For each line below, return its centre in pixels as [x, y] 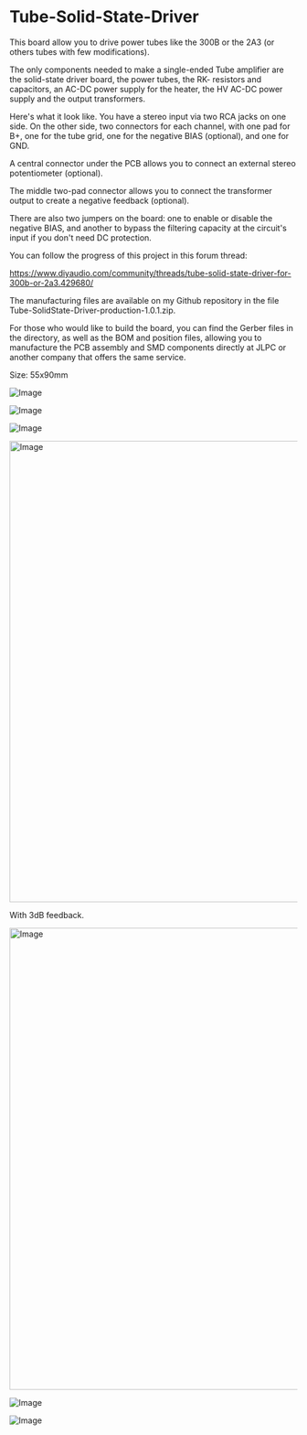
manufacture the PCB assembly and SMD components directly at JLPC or [148, 347]
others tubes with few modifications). [80, 51]
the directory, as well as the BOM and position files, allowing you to [136, 337]
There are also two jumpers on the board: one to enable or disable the [141, 218]
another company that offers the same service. [98, 357]
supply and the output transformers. [78, 99]
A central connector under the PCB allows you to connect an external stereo [153, 163]
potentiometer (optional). [56, 173]
